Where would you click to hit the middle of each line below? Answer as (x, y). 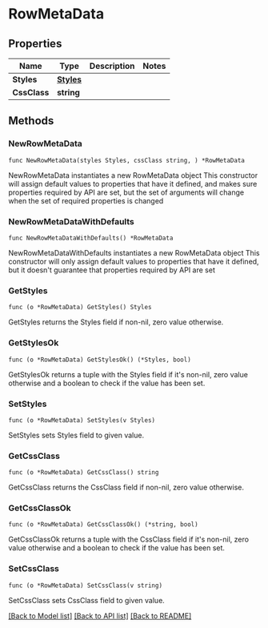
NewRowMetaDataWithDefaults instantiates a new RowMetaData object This (134, 252)
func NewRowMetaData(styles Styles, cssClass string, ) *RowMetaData (127, 160)
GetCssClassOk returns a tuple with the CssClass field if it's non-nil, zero (129, 539)
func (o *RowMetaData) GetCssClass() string (84, 473)
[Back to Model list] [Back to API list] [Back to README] (100, 616)
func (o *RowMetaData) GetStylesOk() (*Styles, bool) (100, 360)
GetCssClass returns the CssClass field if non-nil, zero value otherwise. (126, 487)
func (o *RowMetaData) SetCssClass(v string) (85, 586)
